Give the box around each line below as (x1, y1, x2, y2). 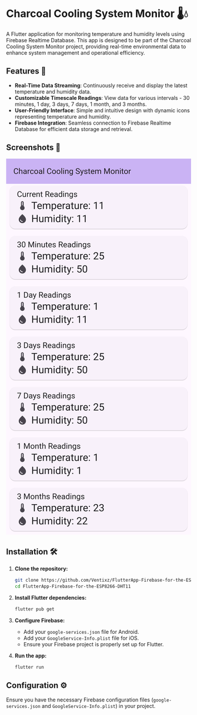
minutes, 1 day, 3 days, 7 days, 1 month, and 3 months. (14, 100, 147, 108)
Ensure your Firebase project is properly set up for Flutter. (23, 641, 164, 647)
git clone (14, 578, 39, 583)
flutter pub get (14, 606, 55, 612)
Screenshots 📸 (6, 143, 61, 153)
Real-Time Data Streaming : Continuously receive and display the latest (14, 82, 188, 89)
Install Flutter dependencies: (14, 594, 87, 602)
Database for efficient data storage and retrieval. (14, 125, 133, 132)
